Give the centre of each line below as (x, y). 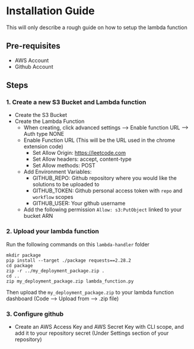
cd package (20, 265)
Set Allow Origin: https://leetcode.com (79, 153)
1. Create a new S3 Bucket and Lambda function (76, 102)
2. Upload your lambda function (53, 231)
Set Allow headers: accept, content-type (82, 159)
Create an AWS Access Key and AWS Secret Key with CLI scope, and (99, 327)
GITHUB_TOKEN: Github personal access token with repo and (107, 191)
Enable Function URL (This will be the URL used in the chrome (99, 140)
